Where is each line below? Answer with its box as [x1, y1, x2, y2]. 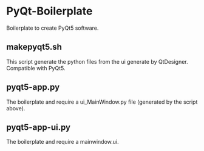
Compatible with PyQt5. [6, 64, 66, 72]
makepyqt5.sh [6, 42, 63, 52]
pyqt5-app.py [6, 82, 60, 92]
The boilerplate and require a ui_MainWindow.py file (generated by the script [6, 98, 198, 106]
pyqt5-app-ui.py [6, 122, 71, 132]
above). [6, 104, 25, 112]
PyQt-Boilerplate [6, 4, 93, 18]
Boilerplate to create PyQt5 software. [6, 24, 99, 32]
